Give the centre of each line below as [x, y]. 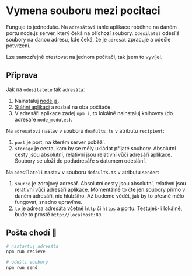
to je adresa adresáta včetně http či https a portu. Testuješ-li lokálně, [98, 208]
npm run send [22, 268]
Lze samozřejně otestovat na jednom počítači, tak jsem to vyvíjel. [84, 57]
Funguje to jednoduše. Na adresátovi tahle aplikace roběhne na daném [91, 27]
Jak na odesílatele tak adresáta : [46, 89]
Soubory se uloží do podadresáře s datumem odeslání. [80, 161]
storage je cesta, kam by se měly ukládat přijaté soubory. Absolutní [95, 148]
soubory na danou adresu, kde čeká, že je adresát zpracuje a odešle [88, 39]
